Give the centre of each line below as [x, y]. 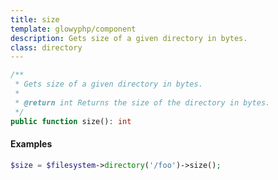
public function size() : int [71, 121]
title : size [35, 19]
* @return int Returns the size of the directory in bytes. [142, 102]
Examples [31, 144]
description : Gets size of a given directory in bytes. [129, 38]
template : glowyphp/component [73, 29]
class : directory [46, 47]
